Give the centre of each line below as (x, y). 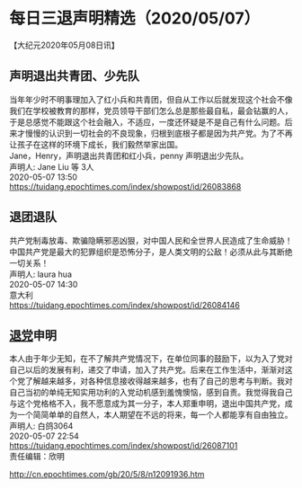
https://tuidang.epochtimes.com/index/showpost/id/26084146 (124, 305)
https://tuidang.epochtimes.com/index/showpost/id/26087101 (124, 446)
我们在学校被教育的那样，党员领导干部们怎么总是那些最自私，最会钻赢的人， (151, 111)
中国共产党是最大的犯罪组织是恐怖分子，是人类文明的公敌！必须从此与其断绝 (151, 252)
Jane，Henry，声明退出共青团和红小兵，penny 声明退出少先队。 (129, 155)
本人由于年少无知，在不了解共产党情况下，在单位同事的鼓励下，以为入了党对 (151, 359)
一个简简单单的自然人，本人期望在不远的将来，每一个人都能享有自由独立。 (155, 415)
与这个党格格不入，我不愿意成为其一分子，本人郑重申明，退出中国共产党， (147, 404)
